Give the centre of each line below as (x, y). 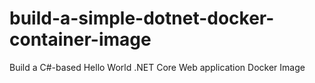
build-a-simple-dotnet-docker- (142, 18)
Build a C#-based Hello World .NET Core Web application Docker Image (157, 67)
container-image (80, 39)
